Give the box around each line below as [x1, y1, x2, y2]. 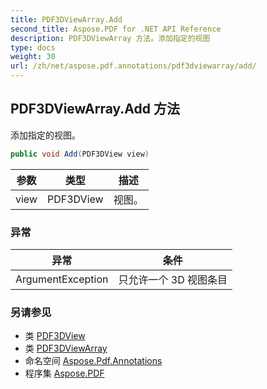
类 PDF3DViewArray [24, 342, 108, 355]
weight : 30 [10, 52, 56, 62]
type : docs [10, 42, 56, 53]
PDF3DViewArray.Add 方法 [10, 101, 180, 118]
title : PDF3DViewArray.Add [10, 14, 123, 25]
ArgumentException [15, 272, 109, 286]
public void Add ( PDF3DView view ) [10, 149, 150, 159]
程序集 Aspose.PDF [24, 367, 105, 380]
